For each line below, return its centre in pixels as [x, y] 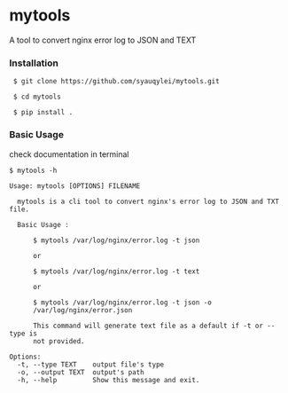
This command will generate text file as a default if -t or [148, 326]
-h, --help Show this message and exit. [109, 380]
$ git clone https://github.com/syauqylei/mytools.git [116, 82]
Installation [34, 63]
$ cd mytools [37, 97]
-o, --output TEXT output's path [81, 372]
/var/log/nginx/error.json [82, 310]
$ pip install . [43, 113]
